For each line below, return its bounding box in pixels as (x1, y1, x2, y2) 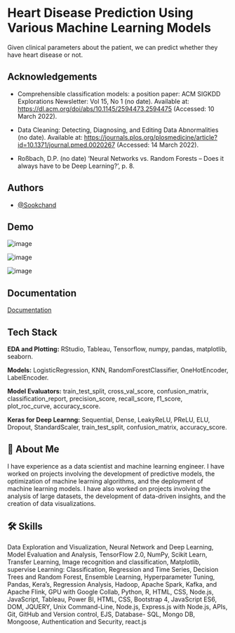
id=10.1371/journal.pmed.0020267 (17, 141, 116, 149)
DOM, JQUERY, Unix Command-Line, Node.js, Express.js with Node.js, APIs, (7, 602, 228, 611)
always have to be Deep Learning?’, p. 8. (17, 162, 135, 170)
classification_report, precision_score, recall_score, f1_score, (7, 395, 183, 403)
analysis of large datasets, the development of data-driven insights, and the (7, 492, 226, 500)
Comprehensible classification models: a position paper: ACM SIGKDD (17, 89, 221, 98)
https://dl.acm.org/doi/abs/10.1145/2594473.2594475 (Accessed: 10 (17, 104, 215, 113)
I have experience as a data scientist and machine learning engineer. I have (7, 462, 224, 470)
